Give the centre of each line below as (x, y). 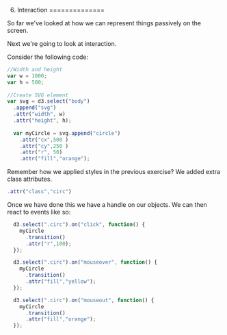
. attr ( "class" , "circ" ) (39, 192)
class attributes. (30, 179)
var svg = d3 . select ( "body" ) (49, 101)
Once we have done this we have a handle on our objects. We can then (107, 204)
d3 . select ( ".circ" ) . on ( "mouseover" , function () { (85, 262)
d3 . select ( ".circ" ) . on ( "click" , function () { (79, 225)
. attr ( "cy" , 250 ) (44, 146)
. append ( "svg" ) (35, 108)
